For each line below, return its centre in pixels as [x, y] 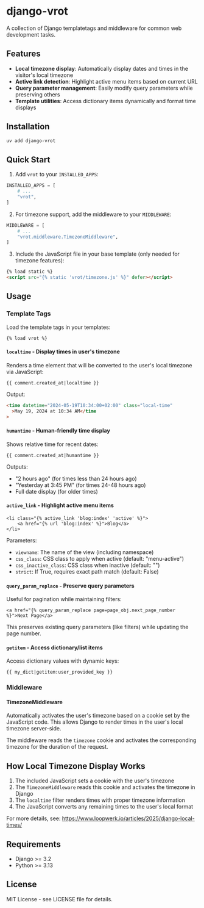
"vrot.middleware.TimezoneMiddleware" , [68, 237]
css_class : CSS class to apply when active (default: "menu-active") [100, 558]
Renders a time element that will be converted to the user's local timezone [99, 365]
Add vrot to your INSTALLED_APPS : [57, 175]
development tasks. [31, 34]
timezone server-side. [34, 729]
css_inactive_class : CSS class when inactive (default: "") [87, 565]
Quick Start [28, 160]
